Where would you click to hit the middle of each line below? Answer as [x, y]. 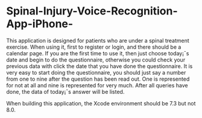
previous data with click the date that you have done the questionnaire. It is [99, 66]
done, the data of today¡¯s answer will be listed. [65, 92]
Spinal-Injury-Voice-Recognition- [92, 11]
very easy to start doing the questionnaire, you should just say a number [96, 72]
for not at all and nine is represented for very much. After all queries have [97, 85]
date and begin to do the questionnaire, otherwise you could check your [96, 60]
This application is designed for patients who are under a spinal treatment [98, 40]
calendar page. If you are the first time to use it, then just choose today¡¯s [98, 53]
